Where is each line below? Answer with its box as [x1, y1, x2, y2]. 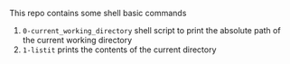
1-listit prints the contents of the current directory [22, 44, 217, 55]
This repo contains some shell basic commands [9, 8, 187, 18]
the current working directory [22, 35, 133, 45]
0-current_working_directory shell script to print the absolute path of [22, 25, 282, 35]
